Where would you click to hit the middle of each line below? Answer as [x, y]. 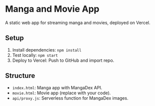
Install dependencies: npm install [47, 50]
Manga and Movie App [52, 9]
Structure [20, 76]
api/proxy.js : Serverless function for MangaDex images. [70, 98]
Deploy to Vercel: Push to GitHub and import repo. [63, 60]
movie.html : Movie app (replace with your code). [61, 93]
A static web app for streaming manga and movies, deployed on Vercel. [78, 23]
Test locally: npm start [35, 55]
